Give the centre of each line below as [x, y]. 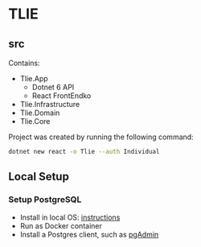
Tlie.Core [35, 121]
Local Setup [39, 177]
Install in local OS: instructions [70, 217]
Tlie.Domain [40, 113]
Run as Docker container [61, 225]
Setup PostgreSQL [45, 200]
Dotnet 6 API [53, 87]
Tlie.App [34, 78]
